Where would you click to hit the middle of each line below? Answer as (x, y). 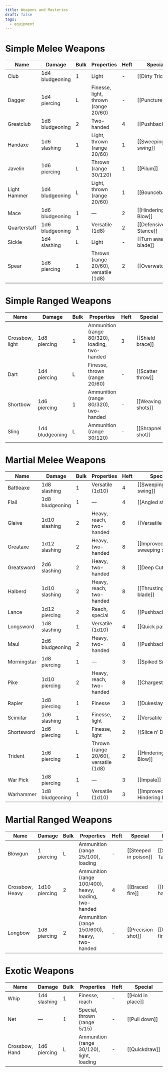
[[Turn (145, 239)
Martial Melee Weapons (55, 460)
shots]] (145, 408)
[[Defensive (151, 225)
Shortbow (19, 405)
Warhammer (22, 795)
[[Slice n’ (148, 732)
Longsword (21, 627)
